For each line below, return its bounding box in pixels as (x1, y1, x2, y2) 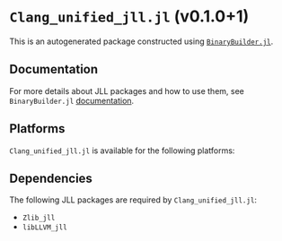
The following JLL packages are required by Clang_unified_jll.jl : (9, 194, 258, 205)
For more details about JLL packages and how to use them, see (9, 85, 245, 96)
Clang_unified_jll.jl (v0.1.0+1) (9, 6, 250, 27)
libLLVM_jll (22, 223, 67, 232)
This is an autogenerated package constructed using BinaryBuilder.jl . (9, 36, 274, 47)
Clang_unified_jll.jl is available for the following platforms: (9, 145, 235, 156)
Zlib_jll (22, 213, 56, 223)
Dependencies (9, 170, 93, 185)
